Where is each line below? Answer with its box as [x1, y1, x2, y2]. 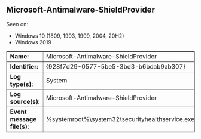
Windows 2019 [14, 38, 52, 45]
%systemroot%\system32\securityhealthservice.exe [45, 115, 195, 123]
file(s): [10, 122, 29, 131]
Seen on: [6, 20, 29, 27]
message [10, 115, 37, 123]
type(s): [10, 80, 33, 88]
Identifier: [10, 62, 39, 70]
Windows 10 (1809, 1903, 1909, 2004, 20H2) [14, 32, 124, 39]
